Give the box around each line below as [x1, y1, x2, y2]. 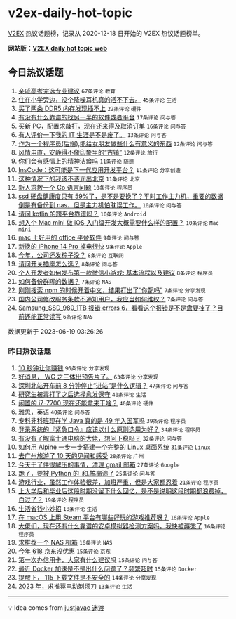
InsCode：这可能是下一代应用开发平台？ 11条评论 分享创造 [18, 165, 181, 174]
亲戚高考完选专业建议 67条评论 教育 [18, 86, 116, 95]
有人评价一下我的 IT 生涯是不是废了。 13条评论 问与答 [18, 130, 167, 138]
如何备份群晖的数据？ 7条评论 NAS [18, 277, 111, 285]
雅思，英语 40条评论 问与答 [18, 408, 90, 416]
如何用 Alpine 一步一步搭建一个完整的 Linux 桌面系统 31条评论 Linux [18, 443, 211, 451]
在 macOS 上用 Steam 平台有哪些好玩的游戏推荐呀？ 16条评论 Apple [18, 513, 210, 521]
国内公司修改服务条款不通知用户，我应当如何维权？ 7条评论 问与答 [18, 294, 204, 303]
